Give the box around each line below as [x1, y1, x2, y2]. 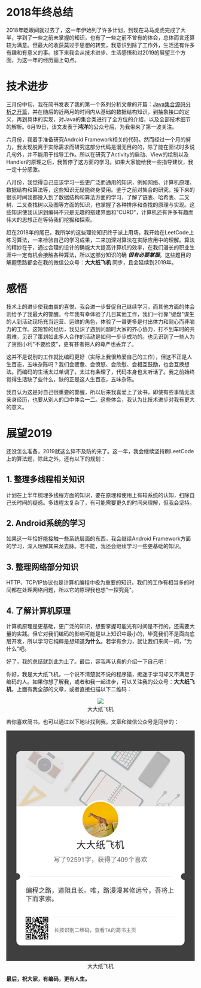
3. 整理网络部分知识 [6, 562, 79, 572]
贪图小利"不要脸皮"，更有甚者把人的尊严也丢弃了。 [11, 340, 138, 348]
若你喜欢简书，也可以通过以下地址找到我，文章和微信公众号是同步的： [6, 718, 179, 725]
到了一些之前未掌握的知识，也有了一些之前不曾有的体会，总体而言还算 [22, 34, 195, 41]
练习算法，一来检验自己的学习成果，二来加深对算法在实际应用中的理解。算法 [6, 236, 195, 243]
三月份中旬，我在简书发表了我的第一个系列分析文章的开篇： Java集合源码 [6, 100, 186, 108]
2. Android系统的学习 [6, 518, 86, 528]
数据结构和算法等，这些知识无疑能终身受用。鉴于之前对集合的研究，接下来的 [6, 186, 195, 193]
